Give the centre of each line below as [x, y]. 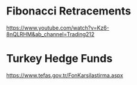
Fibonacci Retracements [69, 11]
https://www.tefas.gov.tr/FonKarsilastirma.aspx [65, 75]
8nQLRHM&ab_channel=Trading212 [50, 34]
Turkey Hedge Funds [59, 59]
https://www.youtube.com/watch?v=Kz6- [58, 28]
